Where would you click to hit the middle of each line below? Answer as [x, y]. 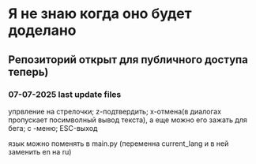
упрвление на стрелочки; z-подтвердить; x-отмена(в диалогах [115, 111]
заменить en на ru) [40, 151]
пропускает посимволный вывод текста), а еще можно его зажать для [128, 120]
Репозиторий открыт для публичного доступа [128, 60]
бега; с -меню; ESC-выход [53, 128]
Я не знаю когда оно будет [100, 14]
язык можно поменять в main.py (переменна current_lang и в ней [119, 143]
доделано [42, 30]
